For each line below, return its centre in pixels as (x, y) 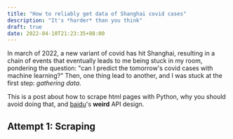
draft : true (25, 27)
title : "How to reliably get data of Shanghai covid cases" (97, 14)
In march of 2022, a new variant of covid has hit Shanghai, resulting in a (111, 53)
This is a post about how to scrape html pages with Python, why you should (116, 97)
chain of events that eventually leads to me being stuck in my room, (105, 61)
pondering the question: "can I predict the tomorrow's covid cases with (110, 68)
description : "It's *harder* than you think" (75, 20)
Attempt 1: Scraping (52, 126)
